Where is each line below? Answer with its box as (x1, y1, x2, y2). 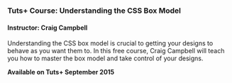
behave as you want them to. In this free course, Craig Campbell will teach (7, 47, 225, 55)
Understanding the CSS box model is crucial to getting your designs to (7, 39, 214, 48)
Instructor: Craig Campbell (7, 23, 88, 32)
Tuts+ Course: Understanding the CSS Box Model (7, 6, 181, 16)
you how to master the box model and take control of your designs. (7, 54, 204, 62)
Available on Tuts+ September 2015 (7, 68, 115, 77)
